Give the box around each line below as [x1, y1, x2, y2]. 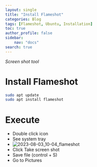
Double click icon [12, 131, 48, 137]
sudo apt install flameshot [5, 97, 64, 102]
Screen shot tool [5, 58, 39, 64]
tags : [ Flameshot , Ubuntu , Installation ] [5, 21, 93, 27]
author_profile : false [5, 31, 52, 36]
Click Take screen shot [12, 146, 60, 153]
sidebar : [5, 36, 23, 41]
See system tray [12, 136, 46, 142]
